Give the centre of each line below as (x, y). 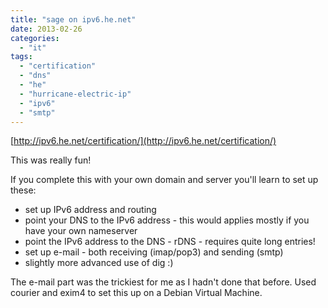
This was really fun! (51, 160)
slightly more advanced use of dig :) (99, 263)
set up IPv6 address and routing (90, 210)
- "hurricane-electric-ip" (75, 94)
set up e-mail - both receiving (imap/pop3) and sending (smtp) (154, 252)
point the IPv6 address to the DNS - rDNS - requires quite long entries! (170, 242)
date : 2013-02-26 (46, 29)
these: (23, 190)
